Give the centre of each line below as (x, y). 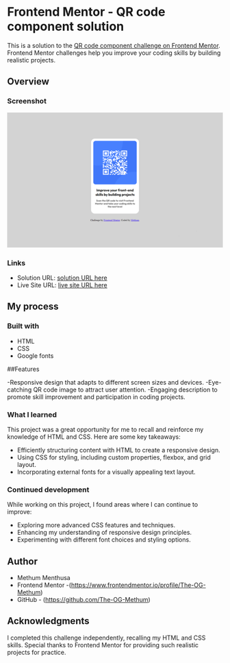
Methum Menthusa (43, 578)
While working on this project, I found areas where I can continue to (103, 505)
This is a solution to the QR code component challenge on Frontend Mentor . (114, 45)
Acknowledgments (49, 621)
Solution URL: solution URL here (62, 278)
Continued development (48, 490)
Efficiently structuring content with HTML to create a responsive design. (118, 450)
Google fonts (35, 355)
